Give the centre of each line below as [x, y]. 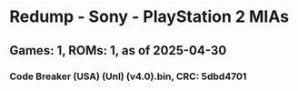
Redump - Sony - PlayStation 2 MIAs [149, 17]
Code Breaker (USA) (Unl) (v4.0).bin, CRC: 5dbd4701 [128, 76]
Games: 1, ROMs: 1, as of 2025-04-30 [118, 51]
